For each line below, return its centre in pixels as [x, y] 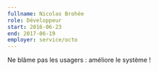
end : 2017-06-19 [31, 33]
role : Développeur [35, 20]
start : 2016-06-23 [35, 27]
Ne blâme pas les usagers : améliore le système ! [79, 60]
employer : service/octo [43, 40]
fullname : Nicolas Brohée [46, 14]
